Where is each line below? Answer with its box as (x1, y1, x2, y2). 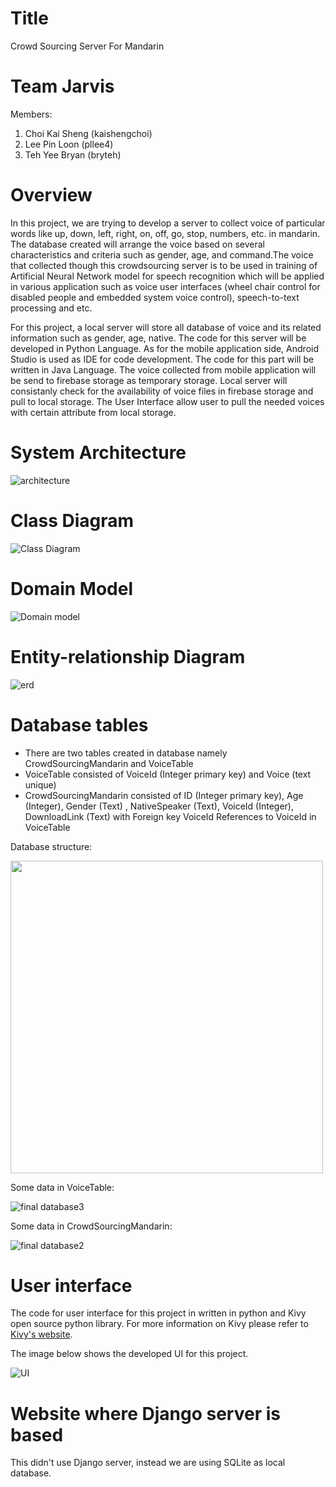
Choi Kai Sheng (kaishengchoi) (24, 127, 153, 139)
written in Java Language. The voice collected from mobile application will (10, 363, 317, 376)
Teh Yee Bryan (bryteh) (24, 148, 122, 161)
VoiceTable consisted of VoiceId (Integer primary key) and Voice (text (24, 768, 312, 780)
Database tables (10, 713, 149, 736)
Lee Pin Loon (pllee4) (24, 138, 114, 150)
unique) (24, 778, 57, 791)
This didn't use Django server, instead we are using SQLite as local (10, 1457, 286, 1469)
